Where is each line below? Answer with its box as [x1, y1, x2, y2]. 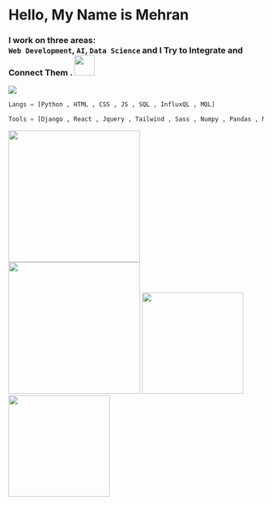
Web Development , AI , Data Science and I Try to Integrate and [8, 45, 244, 56]
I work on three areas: [8, 35, 96, 46]
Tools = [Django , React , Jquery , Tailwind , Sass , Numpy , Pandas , [8, 115, 259, 123]
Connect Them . [8, 67, 73, 79]
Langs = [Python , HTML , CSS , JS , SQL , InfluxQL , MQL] [8, 101, 216, 109]
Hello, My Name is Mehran [8, 6, 189, 24]
